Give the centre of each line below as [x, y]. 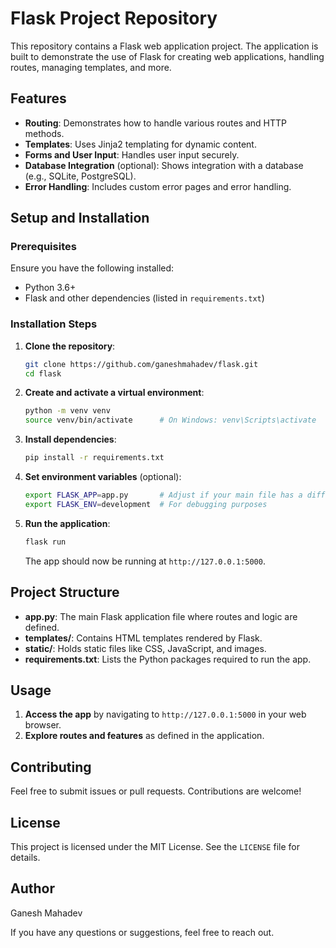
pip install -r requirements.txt [94, 458]
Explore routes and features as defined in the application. [144, 736]
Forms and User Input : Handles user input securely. [132, 154]
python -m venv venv [67, 411]
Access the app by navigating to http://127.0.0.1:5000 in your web [165, 714]
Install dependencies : [70, 439]
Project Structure [65, 592]
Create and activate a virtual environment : [114, 393]
